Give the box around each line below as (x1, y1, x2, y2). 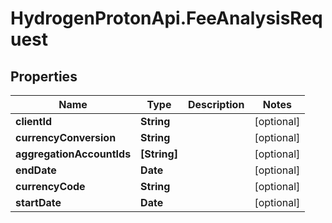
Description (187, 98, 245, 111)
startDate (15, 196, 62, 209)
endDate (15, 163, 57, 177)
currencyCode (15, 180, 86, 193)
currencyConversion (15, 131, 117, 144)
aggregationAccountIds (15, 147, 132, 161)
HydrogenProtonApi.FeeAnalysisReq (10, 7, 323, 30)
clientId (15, 115, 53, 128)
